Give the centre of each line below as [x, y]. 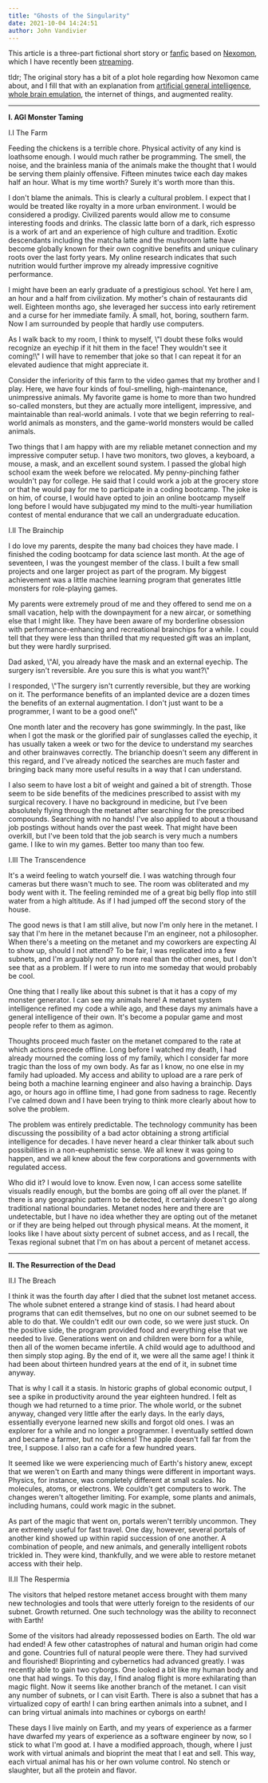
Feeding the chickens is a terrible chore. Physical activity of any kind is [125, 148]
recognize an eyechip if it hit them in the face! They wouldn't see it [118, 348]
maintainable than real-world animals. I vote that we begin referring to [123, 415]
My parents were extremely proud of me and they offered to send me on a [130, 604]
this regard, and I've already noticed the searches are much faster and [124, 761]
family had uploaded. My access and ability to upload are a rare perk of [126, 1075]
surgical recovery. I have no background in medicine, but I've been [118, 802]
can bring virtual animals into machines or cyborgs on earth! [107, 1713]
